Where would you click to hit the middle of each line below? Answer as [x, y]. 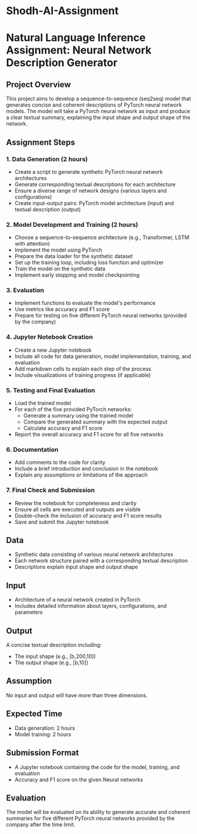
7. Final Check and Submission [51, 490]
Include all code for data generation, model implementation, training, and [103, 356]
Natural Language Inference [76, 38]
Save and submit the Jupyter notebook [61, 522]
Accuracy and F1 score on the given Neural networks [79, 779]
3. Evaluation [25, 290]
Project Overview [39, 85]
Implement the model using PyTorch [58, 250]
